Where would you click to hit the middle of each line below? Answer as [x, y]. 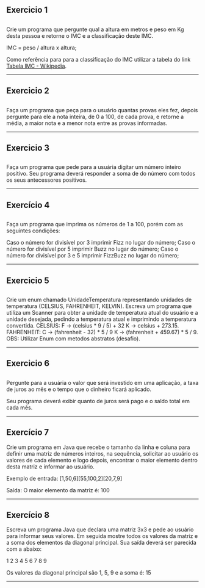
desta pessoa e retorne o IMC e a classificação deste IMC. [80, 35]
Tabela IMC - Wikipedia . [37, 66]
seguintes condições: [33, 231]
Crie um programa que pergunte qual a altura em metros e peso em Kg [95, 29]
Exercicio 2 [28, 91]
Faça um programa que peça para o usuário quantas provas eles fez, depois [102, 110]
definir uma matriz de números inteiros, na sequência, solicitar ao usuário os [103, 453]
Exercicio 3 [28, 148]
